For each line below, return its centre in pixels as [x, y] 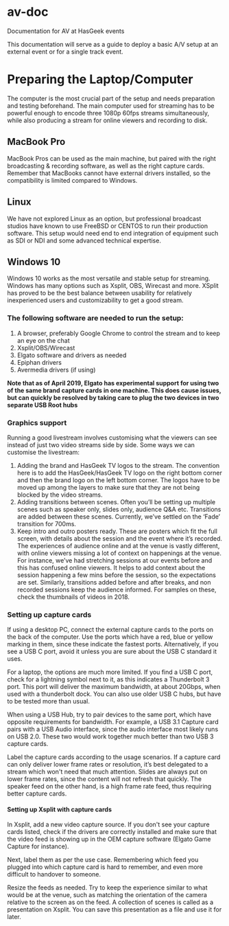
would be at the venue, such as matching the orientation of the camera [107, 895]
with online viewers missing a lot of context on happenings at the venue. [119, 553]
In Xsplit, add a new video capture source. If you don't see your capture [109, 824]
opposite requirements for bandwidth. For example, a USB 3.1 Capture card [113, 722]
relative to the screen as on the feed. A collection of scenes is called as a [110, 902]
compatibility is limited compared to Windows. [72, 180]
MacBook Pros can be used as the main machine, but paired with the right [111, 158]
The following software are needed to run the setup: [95, 318]
